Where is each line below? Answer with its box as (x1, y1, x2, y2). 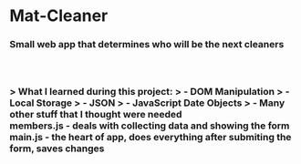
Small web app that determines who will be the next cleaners (9, 38, 285, 51)
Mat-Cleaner (9, 5, 109, 26)
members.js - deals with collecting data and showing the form (9, 119, 290, 132)
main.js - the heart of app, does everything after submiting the (9, 131, 292, 144)
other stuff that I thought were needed (9, 108, 182, 121)
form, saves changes (9, 142, 105, 155)
